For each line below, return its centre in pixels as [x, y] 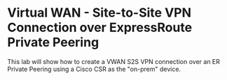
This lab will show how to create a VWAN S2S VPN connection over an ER [114, 61]
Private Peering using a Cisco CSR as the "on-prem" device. [94, 69]
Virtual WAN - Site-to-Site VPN [99, 13]
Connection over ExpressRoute [100, 27]
